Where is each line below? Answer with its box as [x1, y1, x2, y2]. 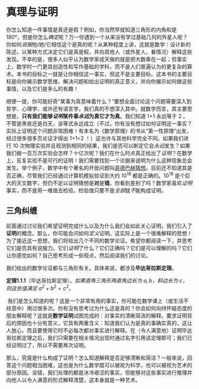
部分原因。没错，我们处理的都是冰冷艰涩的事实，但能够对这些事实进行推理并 [6, 369, 193, 376]
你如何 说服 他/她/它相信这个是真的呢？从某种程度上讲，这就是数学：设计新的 [6, 41, 191, 48]
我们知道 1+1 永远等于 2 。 [125, 112, 188, 119]
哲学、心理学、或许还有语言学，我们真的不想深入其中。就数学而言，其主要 [6, 105, 187, 112]
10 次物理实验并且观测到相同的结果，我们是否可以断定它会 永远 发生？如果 [12, 142, 191, 149]
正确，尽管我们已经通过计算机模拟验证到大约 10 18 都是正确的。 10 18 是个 [11, 171, 185, 179]
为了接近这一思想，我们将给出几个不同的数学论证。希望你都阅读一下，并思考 [6, 237, 193, 244]
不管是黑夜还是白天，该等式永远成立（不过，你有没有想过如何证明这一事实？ [6, 119, 193, 127]
